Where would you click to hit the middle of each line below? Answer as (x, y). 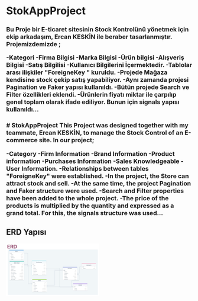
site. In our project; (66, 140)
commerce (22, 140)
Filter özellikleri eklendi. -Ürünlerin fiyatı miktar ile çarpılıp (91, 95)
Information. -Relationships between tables (85, 168)
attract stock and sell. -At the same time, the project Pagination (99, 183)
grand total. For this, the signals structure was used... (85, 213)
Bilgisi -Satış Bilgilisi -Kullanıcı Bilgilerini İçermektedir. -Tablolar (99, 65)
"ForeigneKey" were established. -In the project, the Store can (98, 176)
